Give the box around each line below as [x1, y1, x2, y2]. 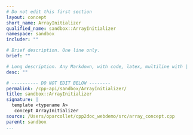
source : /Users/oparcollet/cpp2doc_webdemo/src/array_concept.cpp [6, 113, 175, 119]
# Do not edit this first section [6, 8, 93, 15]
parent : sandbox [6, 119, 47, 125]
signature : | [6, 97, 39, 103]
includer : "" [6, 36, 39, 42]
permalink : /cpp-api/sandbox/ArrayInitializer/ [6, 85, 127, 91]
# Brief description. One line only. [6, 47, 100, 54]
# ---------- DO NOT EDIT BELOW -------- [6, 80, 111, 86]
